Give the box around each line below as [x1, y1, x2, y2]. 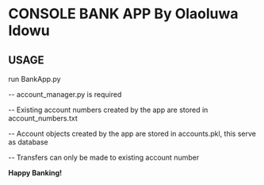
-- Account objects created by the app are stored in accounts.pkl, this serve [8, 129, 256, 138]
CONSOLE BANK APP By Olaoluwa [8, 5, 239, 23]
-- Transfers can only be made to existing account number [8, 152, 200, 162]
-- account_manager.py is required [8, 90, 122, 99]
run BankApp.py [8, 75, 61, 83]
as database [8, 137, 49, 147]
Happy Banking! [8, 168, 63, 177]
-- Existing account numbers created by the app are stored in [8, 105, 209, 114]
